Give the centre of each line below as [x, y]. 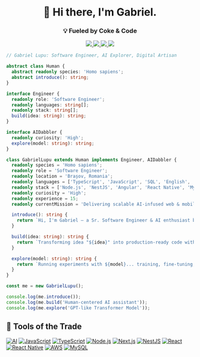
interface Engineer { [33, 94]
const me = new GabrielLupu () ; [45, 286]
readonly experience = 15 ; [45, 198]
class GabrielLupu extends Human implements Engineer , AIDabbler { [92, 160]
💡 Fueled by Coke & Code [100, 31]
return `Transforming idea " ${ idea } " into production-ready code [100, 242]
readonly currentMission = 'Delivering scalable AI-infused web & [96, 204]
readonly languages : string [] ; [50, 105]
